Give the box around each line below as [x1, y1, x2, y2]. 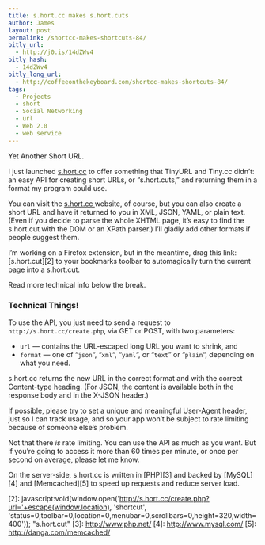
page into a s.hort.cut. [8, 265, 81, 274]
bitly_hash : [8, 56, 47, 64]
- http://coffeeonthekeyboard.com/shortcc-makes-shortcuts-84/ [15, 78, 228, 86]
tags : [8, 85, 26, 93]
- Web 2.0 [15, 122, 47, 130]
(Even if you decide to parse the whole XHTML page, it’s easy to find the [8, 215, 244, 225]
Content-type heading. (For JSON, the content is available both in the [8, 382, 234, 391]
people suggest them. [8, 232, 80, 242]
